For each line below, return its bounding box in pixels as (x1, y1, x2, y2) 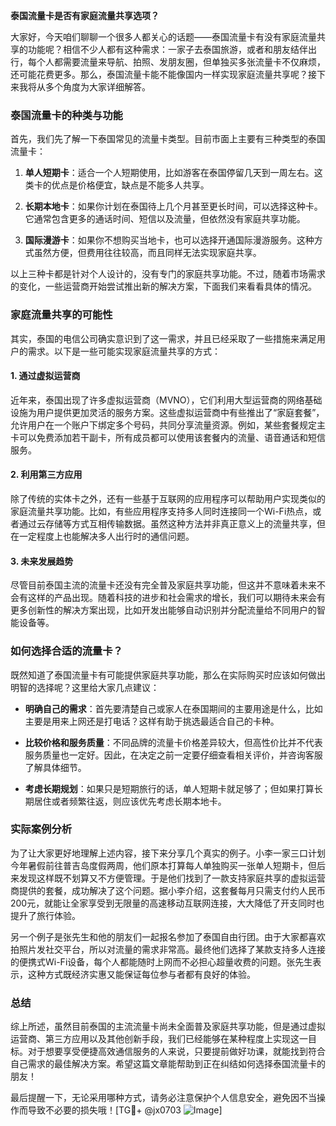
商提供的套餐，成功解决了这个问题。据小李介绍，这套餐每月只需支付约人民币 (10, 884, 326, 896)
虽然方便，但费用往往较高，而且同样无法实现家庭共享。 (33, 247, 262, 259)
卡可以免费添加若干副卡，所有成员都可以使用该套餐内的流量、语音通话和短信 (10, 431, 326, 443)
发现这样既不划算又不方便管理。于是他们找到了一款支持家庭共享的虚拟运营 (18, 872, 326, 884)
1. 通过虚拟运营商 (10, 370, 81, 382)
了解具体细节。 (24, 761, 87, 773)
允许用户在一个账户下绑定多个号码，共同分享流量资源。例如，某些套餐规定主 (10, 419, 326, 431)
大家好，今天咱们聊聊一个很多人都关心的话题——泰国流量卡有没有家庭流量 (10, 31, 317, 43)
